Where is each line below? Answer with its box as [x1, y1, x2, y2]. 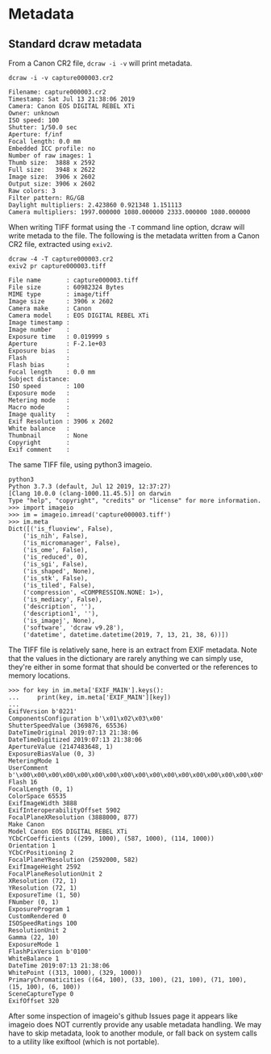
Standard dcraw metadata [8, 37, 143, 51]
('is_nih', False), [23, 532, 89, 540]
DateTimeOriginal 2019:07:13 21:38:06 [8, 729, 139, 737]
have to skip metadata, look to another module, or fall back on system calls [8, 1028, 258, 1038]
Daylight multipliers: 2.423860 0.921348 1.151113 [8, 201, 182, 209]
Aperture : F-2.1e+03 [8, 340, 106, 348]
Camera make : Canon [8, 304, 92, 312]
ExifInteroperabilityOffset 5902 [8, 806, 121, 814]
